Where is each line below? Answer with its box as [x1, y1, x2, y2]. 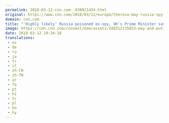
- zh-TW [7, 73, 24, 78]
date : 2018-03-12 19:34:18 [5, 31, 62, 36]
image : [5, 26, 19, 31]
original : [5, 12, 26, 17]
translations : [5, 36, 35, 41]
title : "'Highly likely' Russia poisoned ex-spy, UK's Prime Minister [5, 21, 156, 27]
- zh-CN [7, 68, 24, 73]
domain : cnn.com [5, 17, 39, 22]
